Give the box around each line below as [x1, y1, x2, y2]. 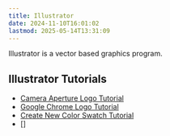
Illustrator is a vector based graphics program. [8, 49, 164, 59]
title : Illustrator [8, 11, 74, 20]
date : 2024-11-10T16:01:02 [8, 19, 100, 27]
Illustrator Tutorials [8, 72, 108, 85]
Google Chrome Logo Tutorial [19, 102, 119, 112]
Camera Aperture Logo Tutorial [19, 93, 124, 103]
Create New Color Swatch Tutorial [19, 110, 134, 121]
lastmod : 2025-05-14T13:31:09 [8, 27, 111, 35]
